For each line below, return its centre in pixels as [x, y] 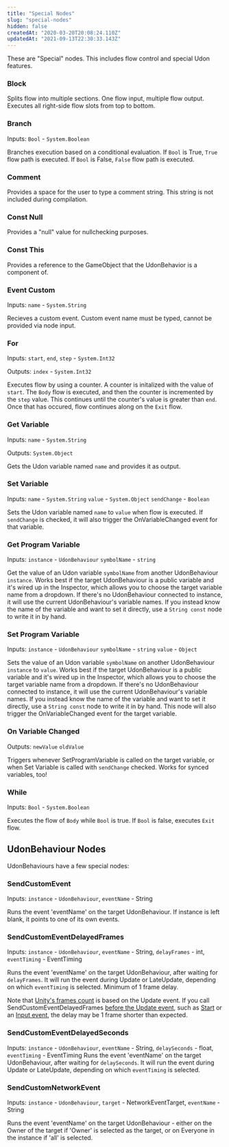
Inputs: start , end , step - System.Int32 [61, 359]
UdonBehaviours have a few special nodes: [68, 865]
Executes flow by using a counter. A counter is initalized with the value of [110, 385]
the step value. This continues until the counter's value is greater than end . [112, 400]
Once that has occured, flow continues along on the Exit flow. [95, 407]
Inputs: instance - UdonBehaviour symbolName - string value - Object [102, 649]
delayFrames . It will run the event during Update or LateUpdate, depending [111, 980]
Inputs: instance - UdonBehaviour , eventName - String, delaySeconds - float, [110, 1047]
